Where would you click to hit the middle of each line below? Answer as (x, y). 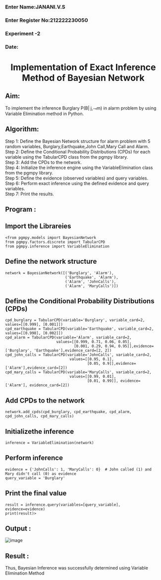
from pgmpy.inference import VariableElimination (57, 246)
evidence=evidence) (25, 509)
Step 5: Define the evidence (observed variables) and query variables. (77, 178)
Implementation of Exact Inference (83, 67)
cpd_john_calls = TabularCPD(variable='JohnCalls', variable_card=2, (79, 355)
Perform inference (34, 458)
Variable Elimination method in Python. (45, 114)
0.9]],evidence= (119, 364)
